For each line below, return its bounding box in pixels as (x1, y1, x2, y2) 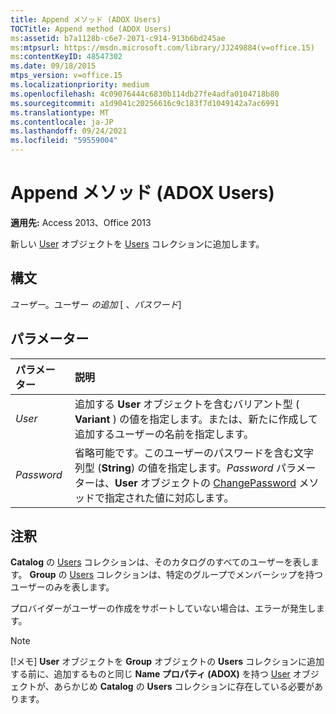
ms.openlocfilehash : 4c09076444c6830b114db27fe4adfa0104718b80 (10, 89, 280, 99)
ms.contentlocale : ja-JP (10, 117, 114, 127)
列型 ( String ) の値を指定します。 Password (74, 461, 274, 475)
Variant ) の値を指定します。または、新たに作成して (74, 412, 319, 426)
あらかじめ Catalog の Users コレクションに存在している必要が (53, 681, 315, 693)
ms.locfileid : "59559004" (10, 136, 118, 146)
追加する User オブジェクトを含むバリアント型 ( (74, 397, 300, 411)
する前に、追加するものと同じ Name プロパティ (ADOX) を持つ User (10, 668, 291, 680)
